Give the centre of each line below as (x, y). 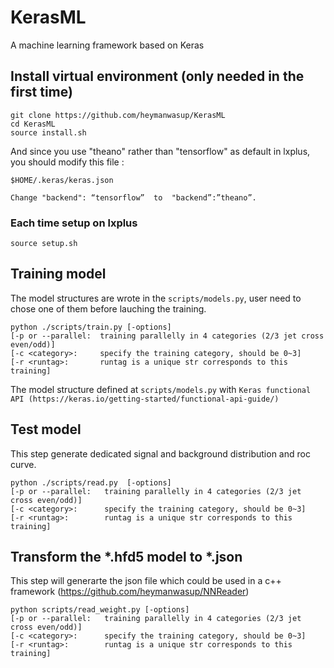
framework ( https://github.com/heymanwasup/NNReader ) (130, 592)
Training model (58, 274)
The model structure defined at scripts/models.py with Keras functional (161, 389)
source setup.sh (44, 244)
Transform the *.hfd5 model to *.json (126, 557)
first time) (41, 92)
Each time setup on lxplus (74, 223)
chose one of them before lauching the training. (108, 308)
